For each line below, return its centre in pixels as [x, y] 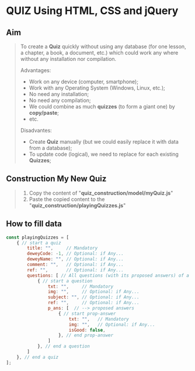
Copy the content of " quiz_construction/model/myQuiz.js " [101, 193]
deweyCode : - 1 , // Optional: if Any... [76, 254]
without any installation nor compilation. [68, 59]
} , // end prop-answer [86, 335]
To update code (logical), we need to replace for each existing [104, 154]
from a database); [51, 148]
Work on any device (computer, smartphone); [84, 81]
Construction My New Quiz [56, 179]
